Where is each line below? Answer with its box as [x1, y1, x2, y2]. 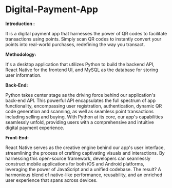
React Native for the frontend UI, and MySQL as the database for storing [5, 67, 158, 73]
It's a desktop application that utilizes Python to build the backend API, [5, 61, 155, 67]
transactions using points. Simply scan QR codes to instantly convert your [5, 36, 162, 42]
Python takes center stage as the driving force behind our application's [5, 92, 156, 98]
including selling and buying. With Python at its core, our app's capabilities [5, 114, 163, 120]
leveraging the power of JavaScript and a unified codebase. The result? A [5, 166, 161, 172]
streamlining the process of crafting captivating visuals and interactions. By [5, 150, 165, 156]
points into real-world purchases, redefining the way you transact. [5, 41, 145, 47]
